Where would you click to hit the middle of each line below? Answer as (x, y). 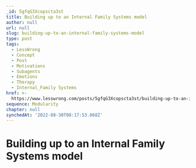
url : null (18, 28)
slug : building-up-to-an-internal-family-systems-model (75, 33)
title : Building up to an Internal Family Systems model (77, 17)
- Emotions (24, 77)
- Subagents (26, 71)
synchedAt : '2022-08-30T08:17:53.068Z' (55, 115)
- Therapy (23, 83)
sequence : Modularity (32, 104)
